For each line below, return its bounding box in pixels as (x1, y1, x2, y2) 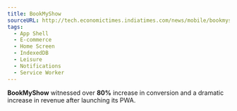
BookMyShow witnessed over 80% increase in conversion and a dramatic (7, 89, 224, 97)
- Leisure (13, 56, 42, 63)
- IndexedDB (13, 50, 49, 57)
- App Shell (13, 30, 49, 37)
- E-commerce (13, 37, 52, 44)
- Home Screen (13, 43, 55, 50)
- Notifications (13, 63, 61, 70)
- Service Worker (13, 69, 65, 76)
